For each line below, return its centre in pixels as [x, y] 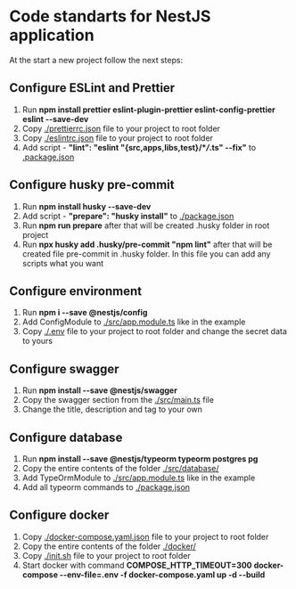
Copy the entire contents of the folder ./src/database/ [120, 468]
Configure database [66, 437]
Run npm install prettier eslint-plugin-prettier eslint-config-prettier [149, 110]
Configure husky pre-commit [92, 185]
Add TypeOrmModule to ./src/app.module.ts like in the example [139, 478]
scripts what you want [63, 263]
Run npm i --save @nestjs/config [85, 313]
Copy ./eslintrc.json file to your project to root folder [118, 138]
